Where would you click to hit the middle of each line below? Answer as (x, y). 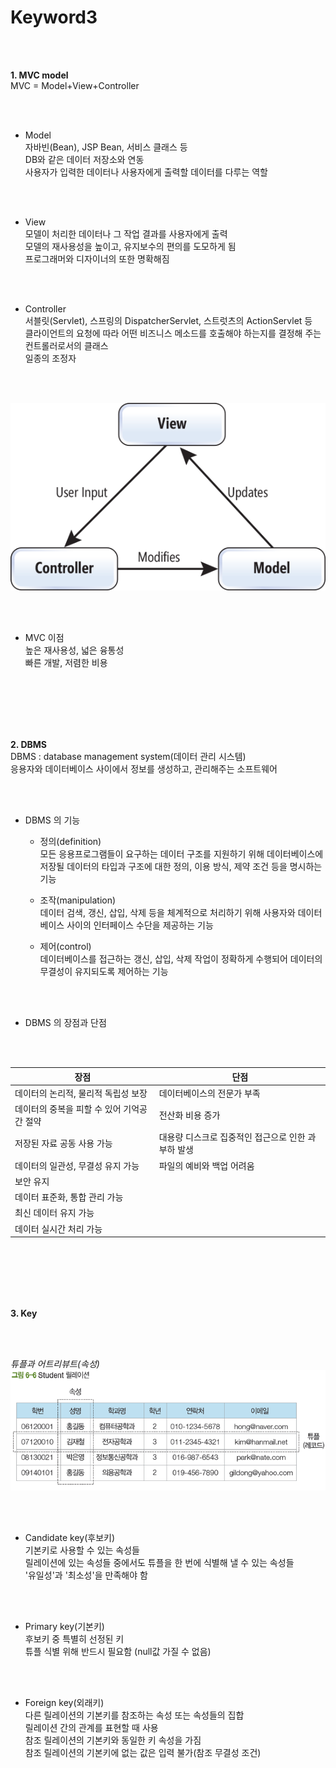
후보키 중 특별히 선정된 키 (74, 1638)
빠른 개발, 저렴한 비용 (66, 663)
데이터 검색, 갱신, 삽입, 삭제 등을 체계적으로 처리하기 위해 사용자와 (167, 913)
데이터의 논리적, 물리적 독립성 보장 (81, 1093)
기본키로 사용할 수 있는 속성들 (82, 1550)
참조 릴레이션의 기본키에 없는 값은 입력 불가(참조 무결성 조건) (143, 1752)
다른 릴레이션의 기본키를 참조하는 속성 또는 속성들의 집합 (134, 1715)
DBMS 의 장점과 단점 (65, 1023)
